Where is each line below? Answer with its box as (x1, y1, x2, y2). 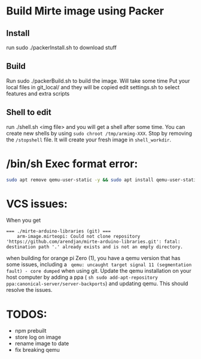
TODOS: (6, 307, 47, 321)
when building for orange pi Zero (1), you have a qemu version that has (6, 255, 181, 262)
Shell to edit (6, 107, 52, 117)
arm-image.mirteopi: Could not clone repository (17, 234, 141, 240)
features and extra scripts (6, 90, 70, 97)
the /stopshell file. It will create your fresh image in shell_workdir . (6, 136, 172, 143)
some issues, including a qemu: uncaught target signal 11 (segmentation (6, 261, 192, 268)
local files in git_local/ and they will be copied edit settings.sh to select (6, 83, 180, 90)
